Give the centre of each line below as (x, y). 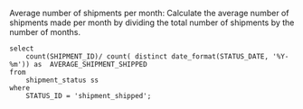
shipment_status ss (62, 80)
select (22, 49)
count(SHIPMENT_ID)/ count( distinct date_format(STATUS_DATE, (147, 57)
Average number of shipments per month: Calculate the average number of (149, 13)
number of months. (45, 32)
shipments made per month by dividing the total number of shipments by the (152, 23)
